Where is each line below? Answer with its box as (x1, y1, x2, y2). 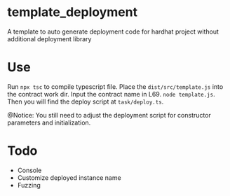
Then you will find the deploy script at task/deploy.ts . (7, 97, 164, 106)
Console (17, 166, 42, 174)
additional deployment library (7, 34, 92, 43)
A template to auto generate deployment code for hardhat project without (7, 27, 219, 36)
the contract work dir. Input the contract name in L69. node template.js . (7, 90, 215, 98)
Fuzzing (17, 181, 41, 189)
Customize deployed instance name (17, 173, 121, 182)
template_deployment (7, 4, 138, 20)
